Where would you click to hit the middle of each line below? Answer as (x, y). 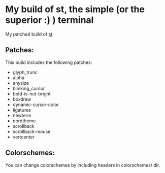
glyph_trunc (25, 72)
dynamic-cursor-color (36, 105)
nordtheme (24, 121)
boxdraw (22, 99)
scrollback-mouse (31, 131)
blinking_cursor (29, 88)
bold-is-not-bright (31, 94)
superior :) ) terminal (49, 20)
